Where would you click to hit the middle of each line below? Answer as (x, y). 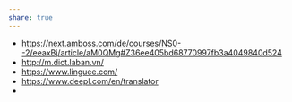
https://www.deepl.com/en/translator (90, 81)
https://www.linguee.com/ (69, 72)
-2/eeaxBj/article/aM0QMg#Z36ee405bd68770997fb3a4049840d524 (152, 52)
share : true (30, 17)
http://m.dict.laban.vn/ (63, 62)
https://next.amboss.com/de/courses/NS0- (101, 43)
